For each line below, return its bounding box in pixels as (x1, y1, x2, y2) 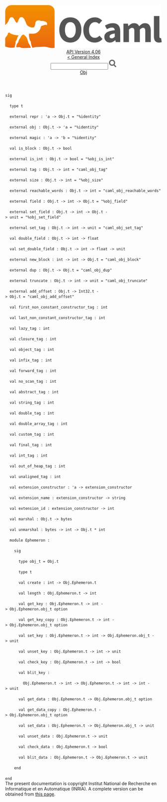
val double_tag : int (9, 411, 55, 416)
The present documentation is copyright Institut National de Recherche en (5, 781, 157, 787)
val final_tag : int (9, 443, 52, 448)
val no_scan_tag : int (9, 379, 57, 384)
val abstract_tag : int (9, 390, 59, 395)
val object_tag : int (9, 347, 55, 352)
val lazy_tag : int (9, 326, 50, 331)
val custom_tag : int (9, 432, 55, 437)
